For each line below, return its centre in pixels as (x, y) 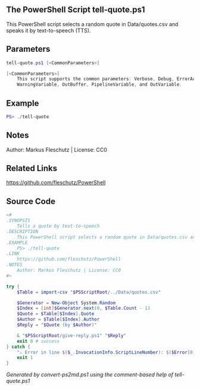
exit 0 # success (38, 341)
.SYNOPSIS (18, 221)
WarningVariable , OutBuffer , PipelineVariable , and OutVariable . (100, 85)
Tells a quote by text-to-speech (58, 226)
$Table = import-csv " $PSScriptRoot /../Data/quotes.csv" (89, 292)
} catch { (18, 347)
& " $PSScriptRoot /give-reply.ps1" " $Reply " (72, 335)
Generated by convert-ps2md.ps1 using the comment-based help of (90, 375)
